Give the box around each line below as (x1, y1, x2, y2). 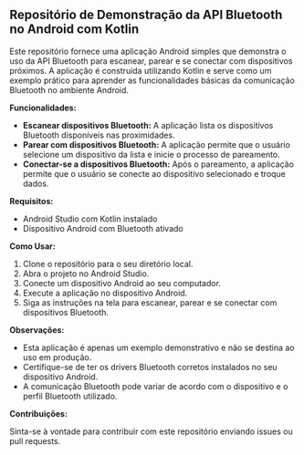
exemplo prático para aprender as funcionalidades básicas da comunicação (9, 75, 295, 86)
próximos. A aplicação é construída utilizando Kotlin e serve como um (9, 65, 272, 76)
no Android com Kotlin (9, 22, 140, 37)
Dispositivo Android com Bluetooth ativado (22, 222, 184, 233)
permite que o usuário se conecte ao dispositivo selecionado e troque (22, 168, 286, 179)
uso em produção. (22, 351, 92, 363)
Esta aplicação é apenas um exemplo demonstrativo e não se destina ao (22, 342, 295, 353)
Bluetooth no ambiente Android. (9, 84, 130, 95)
